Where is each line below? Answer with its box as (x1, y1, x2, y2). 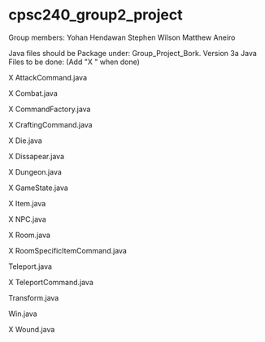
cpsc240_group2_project (8, 6, 183, 24)
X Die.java (8, 136, 42, 145)
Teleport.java (8, 262, 53, 271)
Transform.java (8, 292, 59, 302)
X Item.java (8, 198, 46, 208)
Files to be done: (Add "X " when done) (8, 57, 141, 67)
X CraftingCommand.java (8, 119, 93, 129)
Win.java (8, 309, 38, 318)
